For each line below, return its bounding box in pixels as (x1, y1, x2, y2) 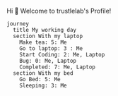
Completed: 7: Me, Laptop (19, 64, 96, 71)
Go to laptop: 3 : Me (19, 45, 83, 52)
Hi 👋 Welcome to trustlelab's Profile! (6, 7, 112, 15)
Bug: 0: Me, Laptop (19, 57, 77, 64)
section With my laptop (13, 32, 83, 40)
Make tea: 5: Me (19, 39, 68, 46)
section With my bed (13, 70, 73, 77)
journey (6, 20, 30, 28)
